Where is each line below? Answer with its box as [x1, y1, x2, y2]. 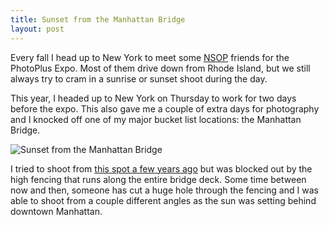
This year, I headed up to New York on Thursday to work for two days [10, 92, 297, 104]
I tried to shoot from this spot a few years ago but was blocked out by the [10, 162, 313, 175]
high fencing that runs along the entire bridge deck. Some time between [10, 173, 307, 185]
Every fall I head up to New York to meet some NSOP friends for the [10, 51, 290, 63]
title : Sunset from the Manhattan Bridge [10, 14, 186, 25]
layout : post [10, 24, 65, 34]
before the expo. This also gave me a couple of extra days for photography [10, 102, 320, 115]
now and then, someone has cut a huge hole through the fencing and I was [10, 184, 319, 196]
